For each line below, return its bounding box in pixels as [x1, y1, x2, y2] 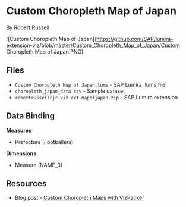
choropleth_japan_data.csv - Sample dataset [14, 87, 125, 95]
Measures [6, 127, 31, 134]
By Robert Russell [6, 24, 49, 31]
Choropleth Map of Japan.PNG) [6, 48, 84, 55]
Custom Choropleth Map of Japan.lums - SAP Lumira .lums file [14, 81, 166, 88]
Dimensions [6, 150, 37, 157]
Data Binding [6, 111, 55, 121]
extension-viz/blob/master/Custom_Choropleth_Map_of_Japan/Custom [6, 42, 180, 49]
